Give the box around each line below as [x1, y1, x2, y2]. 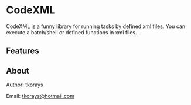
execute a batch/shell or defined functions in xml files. [6, 29, 137, 36]
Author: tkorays [6, 81, 43, 88]
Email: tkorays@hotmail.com [6, 93, 75, 100]
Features [6, 46, 39, 56]
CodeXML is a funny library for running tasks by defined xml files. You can [6, 23, 186, 30]
